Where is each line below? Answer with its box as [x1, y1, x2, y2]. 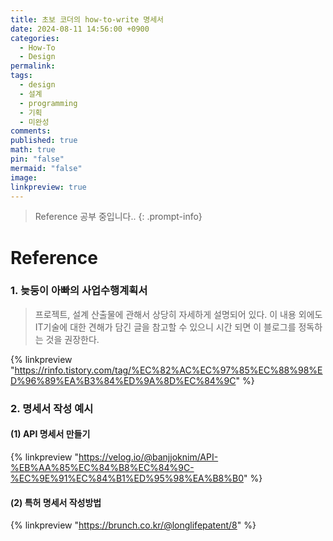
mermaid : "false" [10, 163, 83, 173]
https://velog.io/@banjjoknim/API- [78, 451, 219, 463]
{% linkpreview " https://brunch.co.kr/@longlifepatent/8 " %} [10, 519, 257, 531]
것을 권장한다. [45, 333, 100, 345]
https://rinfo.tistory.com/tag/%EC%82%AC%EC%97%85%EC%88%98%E [14, 364, 323, 376]
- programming [19, 98, 78, 108]
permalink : [10, 61, 56, 71]
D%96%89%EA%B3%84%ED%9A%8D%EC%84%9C [10, 374, 237, 386]
